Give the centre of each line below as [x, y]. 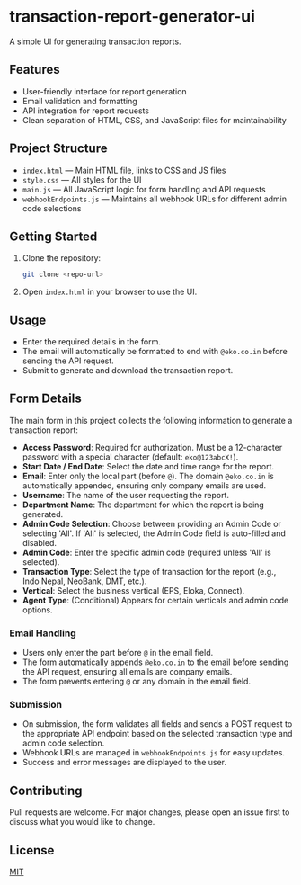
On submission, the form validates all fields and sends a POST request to [157, 724]
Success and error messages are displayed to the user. [124, 763]
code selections [52, 208]
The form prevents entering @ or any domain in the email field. [137, 682]
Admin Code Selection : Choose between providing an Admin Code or [151, 523]
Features [35, 70]
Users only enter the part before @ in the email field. [118, 653]
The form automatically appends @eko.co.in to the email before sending [155, 662]
